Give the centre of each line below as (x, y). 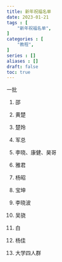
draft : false (23, 67)
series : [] (21, 56)
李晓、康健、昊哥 (36, 153)
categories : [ (25, 39)
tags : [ (17, 22)
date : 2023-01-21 (28, 17)
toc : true (19, 72)
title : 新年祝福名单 (29, 12)
